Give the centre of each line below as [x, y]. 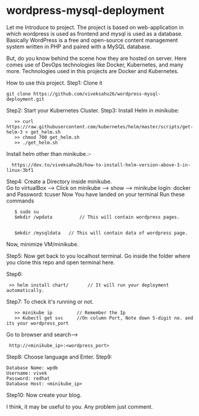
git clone [19, 94]
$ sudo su [27, 212]
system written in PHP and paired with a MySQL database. [79, 47]
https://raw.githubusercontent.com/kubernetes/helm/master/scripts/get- [100, 127]
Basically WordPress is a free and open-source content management [92, 40]
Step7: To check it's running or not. [50, 301]
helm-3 [15, 132]
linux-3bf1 [20, 170]
